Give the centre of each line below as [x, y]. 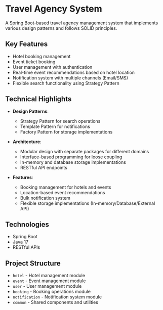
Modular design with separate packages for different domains [85, 151]
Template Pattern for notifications [55, 126]
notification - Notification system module [57, 297]
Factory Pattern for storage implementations [66, 131]
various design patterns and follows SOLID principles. [61, 28]
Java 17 [21, 242]
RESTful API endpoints [44, 167]
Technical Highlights [38, 99]
